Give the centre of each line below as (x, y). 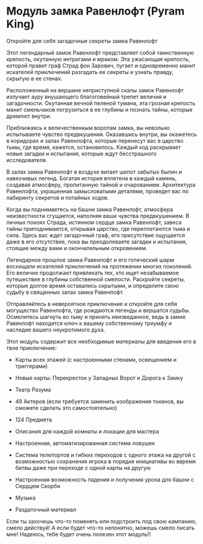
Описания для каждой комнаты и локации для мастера (87, 431)
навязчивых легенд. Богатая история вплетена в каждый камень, (92, 178)
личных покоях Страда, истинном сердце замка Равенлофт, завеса (94, 222)
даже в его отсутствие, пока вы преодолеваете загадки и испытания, (97, 242)
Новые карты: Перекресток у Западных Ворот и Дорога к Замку (99, 378)
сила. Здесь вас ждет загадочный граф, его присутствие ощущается (96, 235)
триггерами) (31, 366)
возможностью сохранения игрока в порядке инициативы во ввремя (105, 461)
